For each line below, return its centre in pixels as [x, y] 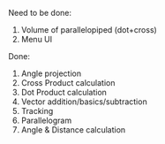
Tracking [37, 111]
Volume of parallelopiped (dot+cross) [89, 30]
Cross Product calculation [68, 83]
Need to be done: [40, 13]
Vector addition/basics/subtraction [84, 102]
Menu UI [37, 39]
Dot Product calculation [64, 92]
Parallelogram [46, 120]
